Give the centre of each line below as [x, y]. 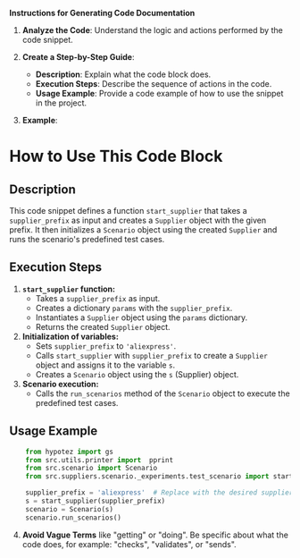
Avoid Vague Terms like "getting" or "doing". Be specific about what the [155, 535]
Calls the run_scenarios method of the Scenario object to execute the [162, 393]
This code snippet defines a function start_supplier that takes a [128, 211]
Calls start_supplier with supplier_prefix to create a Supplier [151, 355]
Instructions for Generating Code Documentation [102, 13]
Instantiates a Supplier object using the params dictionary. [142, 317]
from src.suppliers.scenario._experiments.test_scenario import [147, 477]
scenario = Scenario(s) [70, 509]
